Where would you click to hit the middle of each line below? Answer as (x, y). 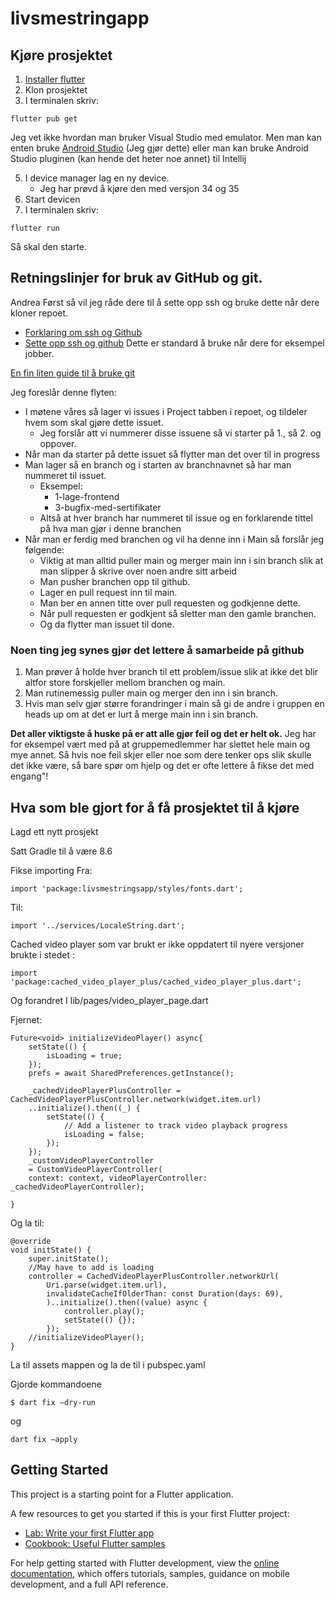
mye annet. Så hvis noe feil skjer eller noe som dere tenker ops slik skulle (161, 755)
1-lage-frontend (87, 496)
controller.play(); (104, 1311)
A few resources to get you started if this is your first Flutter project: (150, 1513)
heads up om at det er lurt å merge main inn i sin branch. (141, 714)
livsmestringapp (80, 18)
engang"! (29, 776)
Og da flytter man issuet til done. (107, 624)
